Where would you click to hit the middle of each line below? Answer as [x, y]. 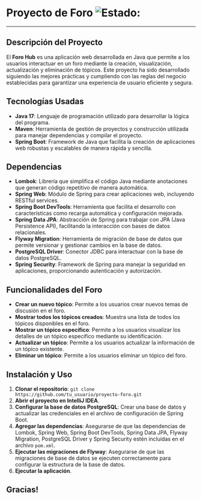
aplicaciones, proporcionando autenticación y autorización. [88, 271]
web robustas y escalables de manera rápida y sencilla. [84, 148]
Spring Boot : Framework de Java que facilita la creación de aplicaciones [105, 141]
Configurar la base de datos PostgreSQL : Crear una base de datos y [100, 407]
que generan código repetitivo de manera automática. [81, 188]
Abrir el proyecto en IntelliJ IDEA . [57, 401]
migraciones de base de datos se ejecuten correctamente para [93, 458]
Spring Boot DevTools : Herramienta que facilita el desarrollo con [95, 207]
